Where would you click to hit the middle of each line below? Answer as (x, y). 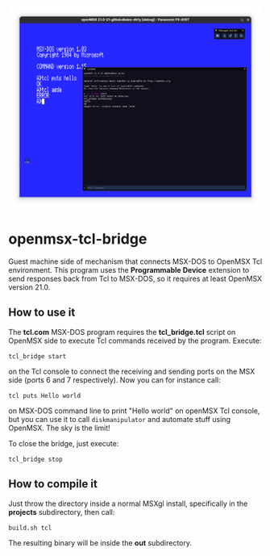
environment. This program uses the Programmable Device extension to (129, 270)
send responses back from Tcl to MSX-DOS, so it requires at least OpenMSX (135, 279)
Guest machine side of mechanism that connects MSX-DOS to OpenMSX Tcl (135, 261)
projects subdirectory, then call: (62, 512)
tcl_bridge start (37, 356)
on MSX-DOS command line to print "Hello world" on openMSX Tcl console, (134, 411)
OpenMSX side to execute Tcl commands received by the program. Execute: (135, 341)
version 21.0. (29, 287)
